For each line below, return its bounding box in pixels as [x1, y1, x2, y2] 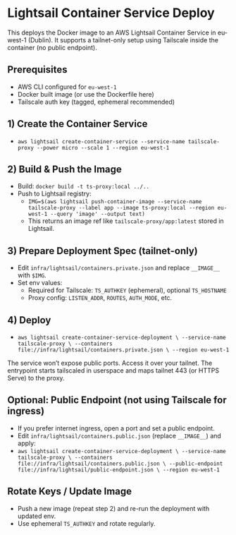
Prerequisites [7, 64, 68, 76]
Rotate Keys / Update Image [7, 486, 132, 498]
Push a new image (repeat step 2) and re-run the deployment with [17, 504, 210, 512]
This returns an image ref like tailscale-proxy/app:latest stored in [27, 217, 224, 225]
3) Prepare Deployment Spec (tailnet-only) [7, 245, 199, 257]
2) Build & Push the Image [7, 163, 122, 175]
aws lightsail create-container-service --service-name [17, 138, 185, 145]
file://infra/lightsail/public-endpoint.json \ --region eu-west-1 [17, 466, 220, 474]
